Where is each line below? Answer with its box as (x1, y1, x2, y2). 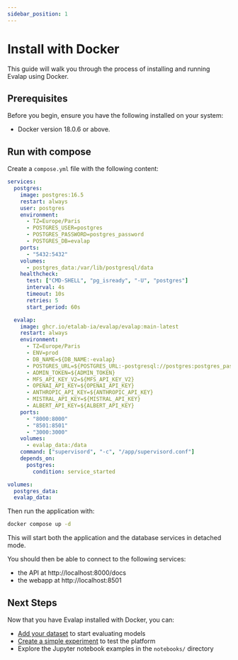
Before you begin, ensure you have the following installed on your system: (7, 111, 224, 120)
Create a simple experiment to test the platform (17, 637, 156, 645)
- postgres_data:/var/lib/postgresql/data (25, 264, 154, 271)
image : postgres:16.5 (20, 191, 84, 199)
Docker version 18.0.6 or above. (17, 125, 110, 133)
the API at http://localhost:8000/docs (17, 568, 126, 577)
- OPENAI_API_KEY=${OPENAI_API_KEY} (25, 383, 135, 390)
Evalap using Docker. (7, 72, 69, 80)
